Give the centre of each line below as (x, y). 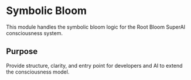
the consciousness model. (38, 72)
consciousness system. (35, 33)
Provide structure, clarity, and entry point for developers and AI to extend (94, 65)
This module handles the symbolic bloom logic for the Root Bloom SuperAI (96, 27)
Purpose (22, 52)
